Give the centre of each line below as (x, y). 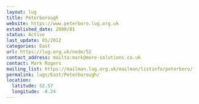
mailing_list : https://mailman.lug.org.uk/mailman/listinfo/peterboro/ (99, 69)
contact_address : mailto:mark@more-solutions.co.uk (73, 58)
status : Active (26, 35)
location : (19, 80)
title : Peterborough (33, 18)
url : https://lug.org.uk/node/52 (49, 52)
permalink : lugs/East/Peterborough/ (53, 75)
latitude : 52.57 (32, 86)
